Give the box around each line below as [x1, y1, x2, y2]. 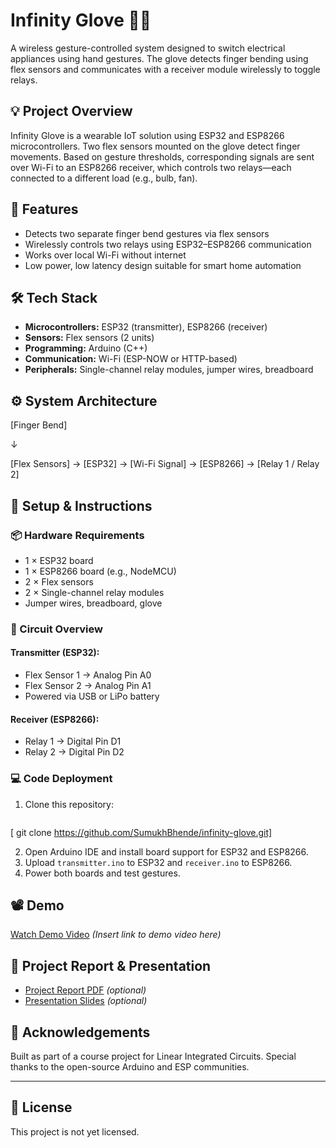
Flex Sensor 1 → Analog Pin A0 [24, 669, 152, 681]
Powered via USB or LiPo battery [24, 690, 160, 702]
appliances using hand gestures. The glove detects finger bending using [10, 52, 309, 64]
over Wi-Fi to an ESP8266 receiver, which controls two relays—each [10, 161, 292, 173]
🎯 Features [10, 201, 79, 218]
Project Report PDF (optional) [24, 984, 147, 996]
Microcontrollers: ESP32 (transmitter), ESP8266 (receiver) [24, 321, 268, 333]
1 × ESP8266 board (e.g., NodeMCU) [24, 565, 177, 577]
